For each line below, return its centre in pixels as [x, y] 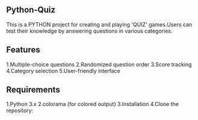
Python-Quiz [31, 10]
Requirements [33, 90]
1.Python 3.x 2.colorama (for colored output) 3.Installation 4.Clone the [93, 104]
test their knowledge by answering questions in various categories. [89, 31]
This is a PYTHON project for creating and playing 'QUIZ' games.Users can [99, 24]
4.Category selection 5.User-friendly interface [63, 71]
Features [23, 50]
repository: [20, 110]
